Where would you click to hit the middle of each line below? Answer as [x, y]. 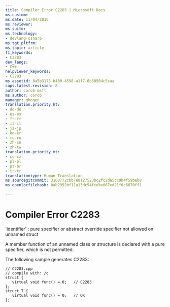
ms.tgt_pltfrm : [21, 43]
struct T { [17, 291]
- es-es [13, 114]
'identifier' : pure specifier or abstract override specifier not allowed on [79, 229]
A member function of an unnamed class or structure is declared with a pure [85, 244]
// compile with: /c [27, 273]
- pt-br [13, 166]
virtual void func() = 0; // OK [48, 295]
